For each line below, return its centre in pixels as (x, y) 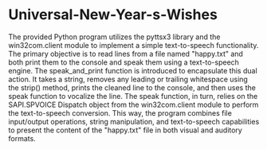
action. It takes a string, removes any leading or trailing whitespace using (128, 79)
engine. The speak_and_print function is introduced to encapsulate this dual (133, 70)
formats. (22, 138)
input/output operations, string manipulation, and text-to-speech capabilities (134, 121)
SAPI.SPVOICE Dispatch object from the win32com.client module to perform (133, 105)
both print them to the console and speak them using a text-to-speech (124, 62)
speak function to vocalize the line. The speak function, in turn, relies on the (133, 96)
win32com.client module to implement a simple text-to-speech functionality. (133, 45)
